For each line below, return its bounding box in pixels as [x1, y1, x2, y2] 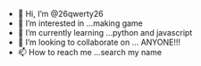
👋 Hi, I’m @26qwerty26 [17, 9, 105, 19]
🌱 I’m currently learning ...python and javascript [17, 28, 193, 37]
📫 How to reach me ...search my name [17, 47, 163, 57]
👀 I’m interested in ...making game [17, 18, 143, 29]
